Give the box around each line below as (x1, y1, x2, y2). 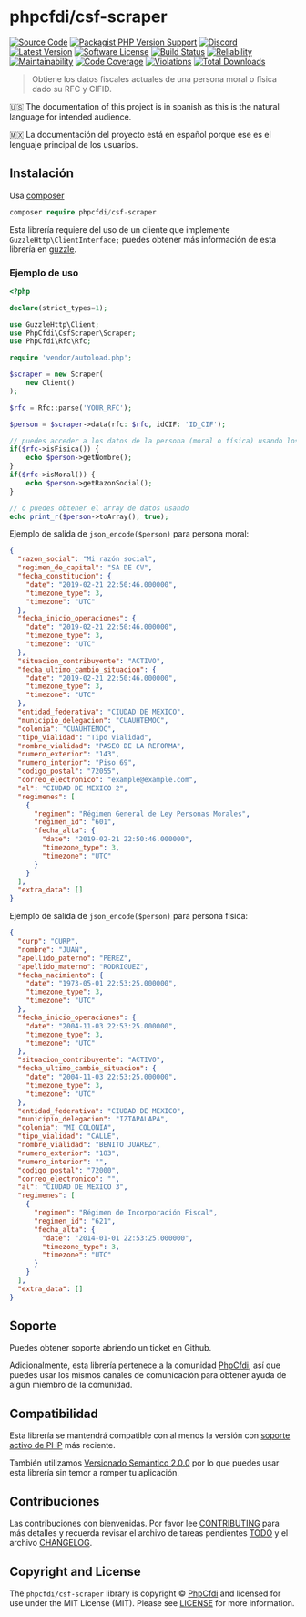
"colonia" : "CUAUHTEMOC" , (17, 724, 117, 734)
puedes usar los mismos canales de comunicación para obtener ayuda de (9, 1370, 287, 1381)
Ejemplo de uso (9, 266, 79, 279)
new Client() (25, 379, 76, 388)
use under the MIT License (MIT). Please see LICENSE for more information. (9, 1597, 295, 1608)
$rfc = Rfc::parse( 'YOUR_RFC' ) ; (9, 403, 132, 412)
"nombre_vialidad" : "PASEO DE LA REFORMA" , (17, 741, 185, 750)
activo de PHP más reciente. (9, 1440, 116, 1451)
